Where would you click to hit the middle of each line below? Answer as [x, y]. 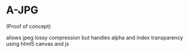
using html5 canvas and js [38, 44]
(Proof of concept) [28, 26]
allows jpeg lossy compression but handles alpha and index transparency [95, 37]
